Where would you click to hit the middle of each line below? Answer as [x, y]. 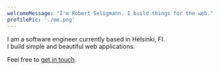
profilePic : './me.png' [41, 20]
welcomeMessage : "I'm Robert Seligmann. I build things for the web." [110, 13]
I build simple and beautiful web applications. [71, 46]
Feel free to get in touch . [42, 59]
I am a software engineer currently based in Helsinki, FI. [86, 39]
